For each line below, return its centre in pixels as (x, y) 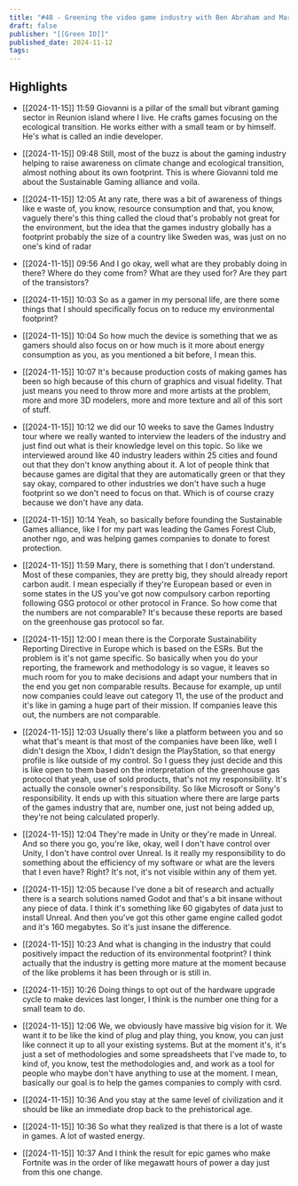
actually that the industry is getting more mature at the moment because (154, 963)
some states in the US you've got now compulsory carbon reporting (146, 593)
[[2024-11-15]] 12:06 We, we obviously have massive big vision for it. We (154, 1026)
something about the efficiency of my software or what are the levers (148, 862)
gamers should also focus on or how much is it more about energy (143, 345)
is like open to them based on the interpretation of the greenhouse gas (151, 769)
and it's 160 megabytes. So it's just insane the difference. (127, 926)
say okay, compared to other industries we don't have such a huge (144, 483)
